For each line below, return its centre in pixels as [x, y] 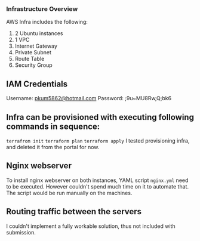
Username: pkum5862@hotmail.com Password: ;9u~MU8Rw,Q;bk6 [89, 98]
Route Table [30, 59]
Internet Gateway [36, 46]
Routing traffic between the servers [74, 211]
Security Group [33, 65]
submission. [21, 232]
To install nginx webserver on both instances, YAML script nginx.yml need [97, 180]
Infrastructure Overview [42, 9]
